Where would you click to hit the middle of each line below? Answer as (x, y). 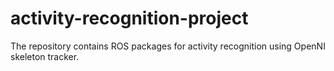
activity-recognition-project (129, 18)
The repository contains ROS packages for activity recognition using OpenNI (168, 46)
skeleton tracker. (45, 56)
